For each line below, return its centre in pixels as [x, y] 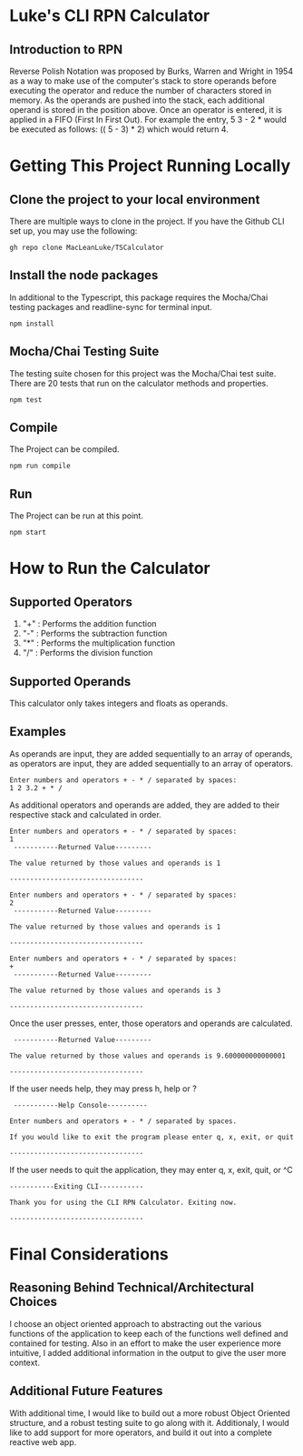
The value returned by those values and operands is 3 [115, 990]
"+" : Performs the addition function [89, 624]
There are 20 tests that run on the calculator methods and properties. [139, 383]
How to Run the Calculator [110, 568]
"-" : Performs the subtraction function [95, 634]
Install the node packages [84, 275]
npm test [26, 400]
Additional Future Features [86, 1391]
